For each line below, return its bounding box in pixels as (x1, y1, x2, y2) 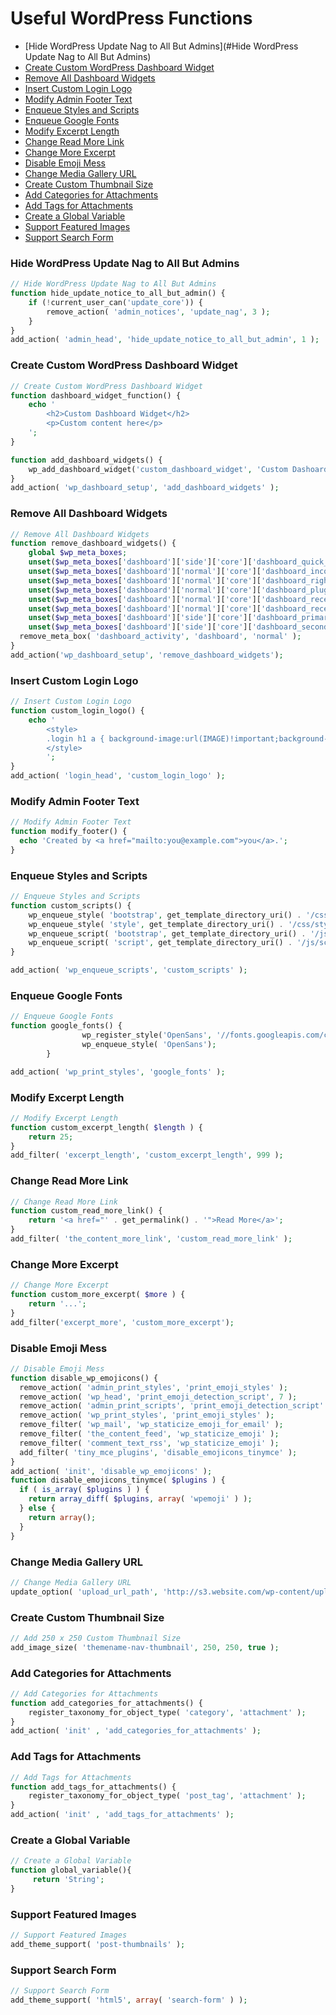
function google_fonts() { (10, 1021, 123, 1031)
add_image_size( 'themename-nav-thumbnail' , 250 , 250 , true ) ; (10, 1642, 280, 1652)
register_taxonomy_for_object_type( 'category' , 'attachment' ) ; (28, 1707, 307, 1717)
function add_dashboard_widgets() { (10, 455, 163, 465)
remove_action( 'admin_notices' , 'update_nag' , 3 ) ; (46, 307, 271, 317)
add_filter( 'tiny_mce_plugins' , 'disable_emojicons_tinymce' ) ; (19, 1447, 298, 1457)
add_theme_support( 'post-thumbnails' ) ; (10, 1939, 186, 1949)
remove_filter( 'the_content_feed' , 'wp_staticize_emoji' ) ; (19, 1429, 280, 1439)
